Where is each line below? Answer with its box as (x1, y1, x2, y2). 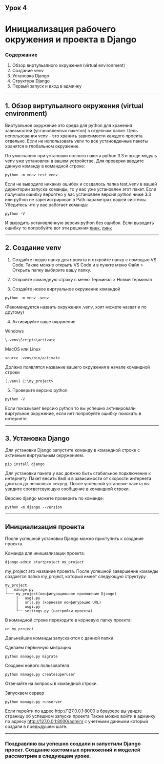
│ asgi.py (16, 596, 41, 601)
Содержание (5, 51, 38, 58)
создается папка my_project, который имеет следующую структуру (5, 574, 146, 579)
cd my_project (5, 627, 34, 632)
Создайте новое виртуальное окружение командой (12, 286, 121, 292)
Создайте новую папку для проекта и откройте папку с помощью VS (12, 256, 157, 263)
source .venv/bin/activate (5, 355, 60, 360)
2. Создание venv (5, 244, 61, 252)
